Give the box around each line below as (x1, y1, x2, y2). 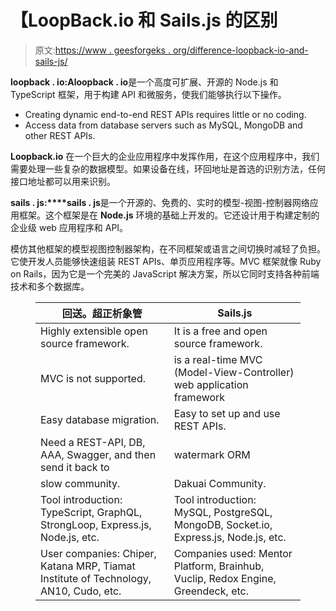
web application (173, 377, 249, 391)
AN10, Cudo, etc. (40, 584, 122, 598)
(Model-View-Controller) (173, 365, 295, 379)
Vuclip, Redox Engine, (173, 571, 277, 585)
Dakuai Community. (173, 476, 267, 490)
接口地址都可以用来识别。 (10, 175, 116, 187)
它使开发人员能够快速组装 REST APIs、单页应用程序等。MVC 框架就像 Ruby (10, 255, 322, 267)
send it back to (40, 460, 110, 474)
